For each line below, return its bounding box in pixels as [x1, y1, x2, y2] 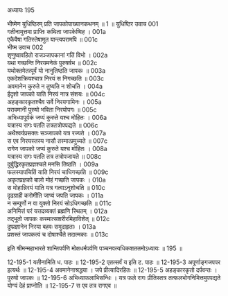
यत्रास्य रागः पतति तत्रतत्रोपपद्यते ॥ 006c [7, 121, 98, 129]
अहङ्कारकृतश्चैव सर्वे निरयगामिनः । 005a [7, 98, 102, 106]
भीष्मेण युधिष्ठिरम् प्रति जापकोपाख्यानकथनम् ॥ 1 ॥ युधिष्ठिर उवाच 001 [7, 20, 159, 28]
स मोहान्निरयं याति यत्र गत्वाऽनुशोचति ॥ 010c [7, 184, 105, 191]
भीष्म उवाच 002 [7, 43, 44, 51]
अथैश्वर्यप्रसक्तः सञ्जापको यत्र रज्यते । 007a [7, 129, 106, 137]
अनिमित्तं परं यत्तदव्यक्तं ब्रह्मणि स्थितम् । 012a [7, 207, 108, 215]
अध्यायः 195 [7, 6, 35, 14]
